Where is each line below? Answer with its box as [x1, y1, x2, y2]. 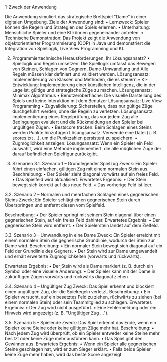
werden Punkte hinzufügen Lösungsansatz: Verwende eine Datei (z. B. [12, 130, 158, 135]
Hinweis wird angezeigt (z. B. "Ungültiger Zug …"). [5, 310, 109, 316]
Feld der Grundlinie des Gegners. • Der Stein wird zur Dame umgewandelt [5, 248, 158, 254]
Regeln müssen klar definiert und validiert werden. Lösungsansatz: [12, 71, 150, 77]
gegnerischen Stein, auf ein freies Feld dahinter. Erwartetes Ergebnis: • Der [5, 217, 160, 223]
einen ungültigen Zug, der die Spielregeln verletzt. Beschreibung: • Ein [5, 289, 151, 294]
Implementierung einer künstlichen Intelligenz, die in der [40, 82, 156, 88]
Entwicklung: [12, 82, 39, 88]
